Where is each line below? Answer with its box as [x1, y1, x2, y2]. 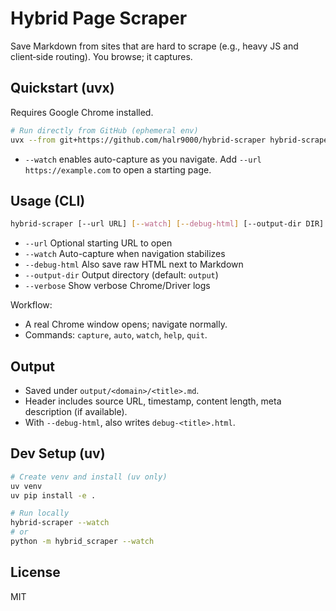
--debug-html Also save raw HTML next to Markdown [24, 258, 244, 271]
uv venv [10, 481, 43, 491]
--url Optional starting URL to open [24, 237, 173, 249]
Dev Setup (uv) [10, 445, 106, 462]
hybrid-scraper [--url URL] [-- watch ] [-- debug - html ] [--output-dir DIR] [10, 219, 325, 229]
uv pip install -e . [10, 490, 97, 501]
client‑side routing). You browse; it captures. [10, 50, 193, 62]
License [10, 564, 61, 581]
